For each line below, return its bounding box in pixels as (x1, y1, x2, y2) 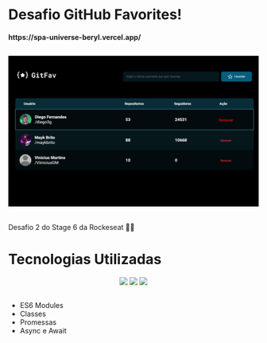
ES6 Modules (19, 301, 64, 310)
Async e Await (19, 326, 68, 336)
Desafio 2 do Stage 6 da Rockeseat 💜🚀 (8, 222, 135, 232)
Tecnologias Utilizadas (8, 250, 162, 268)
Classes (19, 309, 46, 319)
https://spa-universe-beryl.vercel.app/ (8, 32, 141, 41)
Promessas (19, 318, 57, 327)
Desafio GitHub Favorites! (8, 6, 183, 24)
